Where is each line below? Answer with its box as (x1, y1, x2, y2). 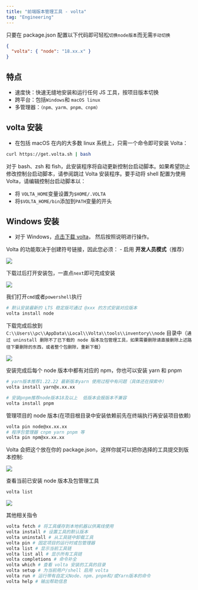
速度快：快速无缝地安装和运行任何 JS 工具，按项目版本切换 (14, 88, 159, 95)
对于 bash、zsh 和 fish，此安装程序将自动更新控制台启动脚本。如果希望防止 (6, 162, 190, 169)
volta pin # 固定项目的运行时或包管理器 (6, 540, 96, 546)
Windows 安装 (6, 217, 59, 227)
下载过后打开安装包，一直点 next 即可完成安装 (6, 270, 115, 277)
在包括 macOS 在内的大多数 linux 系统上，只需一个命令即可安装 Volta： (14, 139, 188, 146)
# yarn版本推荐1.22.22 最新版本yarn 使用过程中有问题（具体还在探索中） (6, 379, 167, 385)
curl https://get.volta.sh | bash (6, 151, 92, 157)
